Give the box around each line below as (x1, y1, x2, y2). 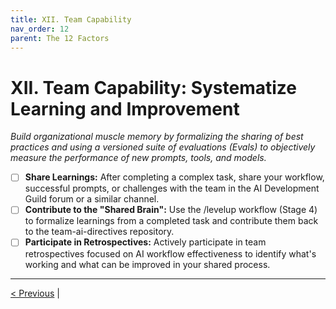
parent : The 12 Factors (10, 33, 110, 43)
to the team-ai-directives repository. (24, 226, 175, 238)
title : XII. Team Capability (10, 14, 132, 25)
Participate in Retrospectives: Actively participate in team (24, 236, 267, 248)
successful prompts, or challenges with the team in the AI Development (24, 182, 320, 195)
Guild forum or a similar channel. (24, 193, 160, 205)
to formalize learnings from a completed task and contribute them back (24, 215, 319, 227)
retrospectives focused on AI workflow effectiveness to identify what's (24, 247, 317, 260)
